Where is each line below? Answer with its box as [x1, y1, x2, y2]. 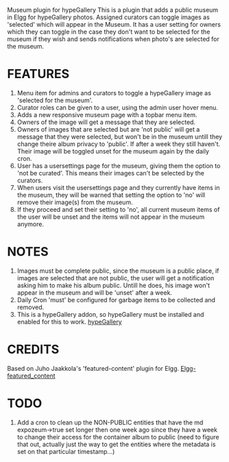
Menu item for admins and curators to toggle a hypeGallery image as [16, 88, 211, 97]
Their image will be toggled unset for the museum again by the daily [16, 147, 210, 155]
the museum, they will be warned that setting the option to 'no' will [16, 191, 206, 199]
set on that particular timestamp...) [16, 447, 115, 455]
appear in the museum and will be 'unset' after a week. [16, 288, 173, 297]
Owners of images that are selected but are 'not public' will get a [16, 125, 200, 133]
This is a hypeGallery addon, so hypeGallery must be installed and [16, 310, 204, 318]
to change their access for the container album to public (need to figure [16, 433, 219, 441]
